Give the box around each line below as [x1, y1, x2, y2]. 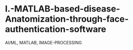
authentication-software [5, 24, 107, 35]
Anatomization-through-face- [5, 13, 129, 25]
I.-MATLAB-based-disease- [5, 3, 120, 14]
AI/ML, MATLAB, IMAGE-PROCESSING [5, 39, 82, 45]
